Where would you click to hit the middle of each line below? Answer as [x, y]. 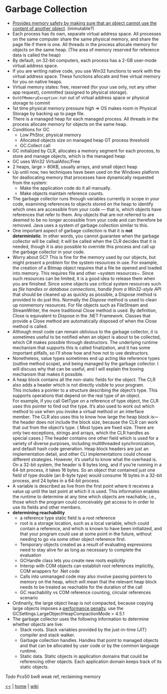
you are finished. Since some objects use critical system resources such [86, 283]
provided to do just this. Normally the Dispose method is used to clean [84, 299]
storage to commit [31, 103]
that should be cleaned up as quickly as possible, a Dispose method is [84, 294]
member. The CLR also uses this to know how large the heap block [81, 417]
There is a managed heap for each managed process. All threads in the [85, 119]
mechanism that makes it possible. [48, 374]
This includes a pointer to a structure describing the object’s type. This [85, 390]
